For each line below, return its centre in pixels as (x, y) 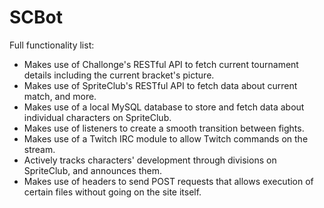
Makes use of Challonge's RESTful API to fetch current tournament (161, 64)
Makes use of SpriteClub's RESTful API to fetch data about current (160, 85)
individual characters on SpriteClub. (97, 117)
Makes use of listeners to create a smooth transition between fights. (164, 128)
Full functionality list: (52, 45)
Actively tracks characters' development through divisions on (150, 160)
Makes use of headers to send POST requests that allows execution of (168, 181)
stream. (39, 149)
